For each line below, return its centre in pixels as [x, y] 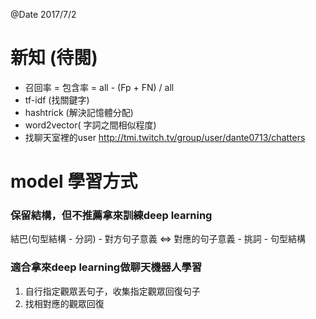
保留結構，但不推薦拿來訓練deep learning [111, 216]
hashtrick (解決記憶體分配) [79, 112]
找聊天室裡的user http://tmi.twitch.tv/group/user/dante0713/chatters [165, 137]
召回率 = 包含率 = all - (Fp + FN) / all [99, 87]
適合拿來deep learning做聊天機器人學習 [106, 267]
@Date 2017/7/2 [43, 14]
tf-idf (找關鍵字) [57, 100]
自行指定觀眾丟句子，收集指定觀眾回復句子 [112, 291]
